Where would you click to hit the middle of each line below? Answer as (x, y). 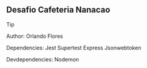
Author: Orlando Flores (35, 36)
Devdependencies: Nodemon (43, 59)
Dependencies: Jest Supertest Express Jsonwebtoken (74, 48)
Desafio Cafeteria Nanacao (58, 10)
